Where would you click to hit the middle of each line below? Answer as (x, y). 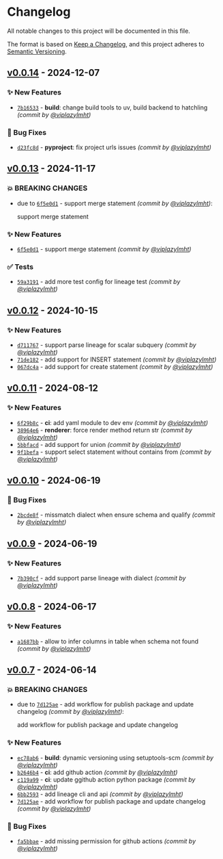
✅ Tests (20, 266)
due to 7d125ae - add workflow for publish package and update (105, 704)
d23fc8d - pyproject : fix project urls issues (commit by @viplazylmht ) (114, 147)
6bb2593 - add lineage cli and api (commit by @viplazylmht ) (100, 794)
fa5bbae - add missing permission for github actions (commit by (106, 841)
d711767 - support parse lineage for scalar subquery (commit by (106, 345)
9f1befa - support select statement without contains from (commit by (114, 452)
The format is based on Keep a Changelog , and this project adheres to (106, 44)
